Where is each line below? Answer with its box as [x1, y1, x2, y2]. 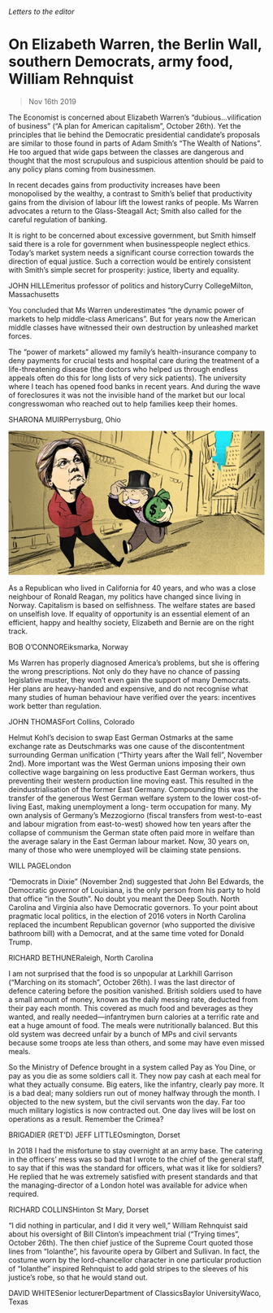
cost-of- [233, 794, 262, 803]
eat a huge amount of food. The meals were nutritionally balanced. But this [8, 1021, 258, 1031]
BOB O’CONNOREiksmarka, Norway [8, 642, 128, 652]
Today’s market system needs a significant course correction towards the [8, 247, 254, 257]
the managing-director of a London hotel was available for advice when [8, 1180, 248, 1190]
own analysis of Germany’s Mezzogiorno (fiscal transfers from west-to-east [8, 811, 262, 821]
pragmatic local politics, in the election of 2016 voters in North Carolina [8, 912, 246, 921]
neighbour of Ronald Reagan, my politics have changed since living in [8, 592, 241, 602]
